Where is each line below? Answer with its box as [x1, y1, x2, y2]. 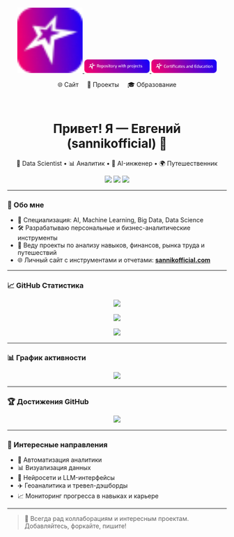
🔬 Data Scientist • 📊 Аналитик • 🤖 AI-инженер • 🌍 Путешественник [16, 159, 218, 167]
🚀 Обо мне [7, 200, 45, 210]
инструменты [17, 234, 58, 242]
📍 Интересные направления [7, 440, 108, 450]
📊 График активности [7, 353, 86, 363]
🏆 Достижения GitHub [7, 396, 89, 406]
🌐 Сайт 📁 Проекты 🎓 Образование [57, 81, 177, 88]
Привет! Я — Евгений [53, 121, 181, 137]
